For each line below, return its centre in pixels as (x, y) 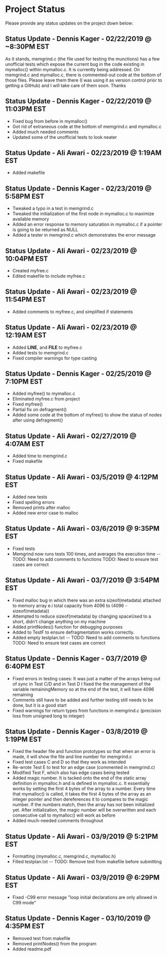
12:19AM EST (26, 335)
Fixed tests (24, 548)
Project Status (35, 9)
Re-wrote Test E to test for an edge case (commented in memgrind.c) (84, 768)
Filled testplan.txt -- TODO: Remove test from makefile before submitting (87, 862)
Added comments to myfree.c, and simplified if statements (73, 311)
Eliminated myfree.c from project (46, 399)
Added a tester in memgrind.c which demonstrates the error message (84, 235)
